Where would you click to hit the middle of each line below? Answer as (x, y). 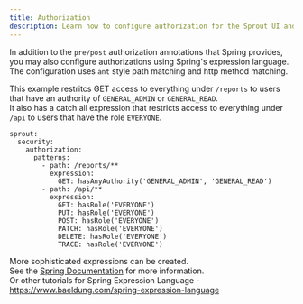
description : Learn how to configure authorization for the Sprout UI (145, 26)
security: (36, 142)
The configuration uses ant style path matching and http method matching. (149, 71)
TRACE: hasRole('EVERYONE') (110, 244)
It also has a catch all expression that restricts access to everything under (147, 107)
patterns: (51, 157)
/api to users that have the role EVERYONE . (86, 117)
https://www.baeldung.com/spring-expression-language (115, 290)
